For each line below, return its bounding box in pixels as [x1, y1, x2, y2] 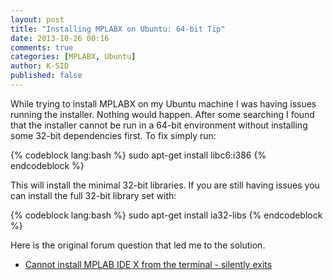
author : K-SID [10, 61, 70, 71]
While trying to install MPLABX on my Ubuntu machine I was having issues [10, 97, 317, 110]
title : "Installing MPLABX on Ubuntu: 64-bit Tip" [10, 24, 226, 34]
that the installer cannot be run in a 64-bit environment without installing [10, 119, 308, 131]
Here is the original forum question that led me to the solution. [10, 239, 266, 251]
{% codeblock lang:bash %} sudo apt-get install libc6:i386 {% [10, 149, 267, 161]
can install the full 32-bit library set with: [10, 189, 177, 201]
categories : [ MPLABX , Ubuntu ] [10, 52, 137, 62]
